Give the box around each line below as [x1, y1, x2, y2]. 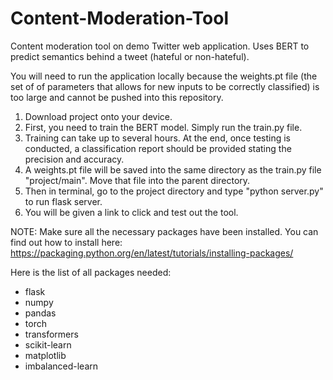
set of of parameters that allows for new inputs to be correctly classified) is [10, 80, 320, 92]
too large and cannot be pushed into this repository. [10, 91, 224, 103]
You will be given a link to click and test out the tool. [24, 206, 239, 218]
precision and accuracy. [24, 153, 125, 165]
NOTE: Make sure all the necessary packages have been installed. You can [10, 225, 319, 237]
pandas [24, 307, 57, 319]
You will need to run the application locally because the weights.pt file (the [10, 70, 318, 82]
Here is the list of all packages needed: [10, 266, 172, 278]
